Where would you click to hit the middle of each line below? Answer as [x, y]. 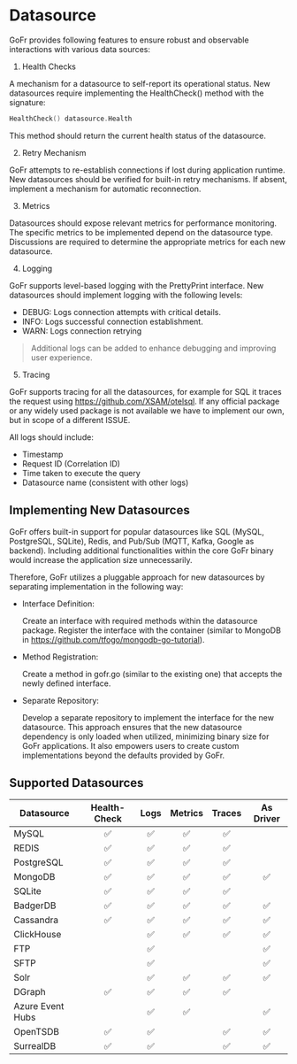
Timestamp [42, 454]
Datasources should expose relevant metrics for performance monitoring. [143, 223]
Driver [267, 819]
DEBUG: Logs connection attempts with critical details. [122, 312]
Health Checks [49, 66]
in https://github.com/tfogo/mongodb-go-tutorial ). [113, 639]
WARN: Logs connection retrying [82, 331]
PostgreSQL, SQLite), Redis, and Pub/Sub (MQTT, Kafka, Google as [132, 541]
